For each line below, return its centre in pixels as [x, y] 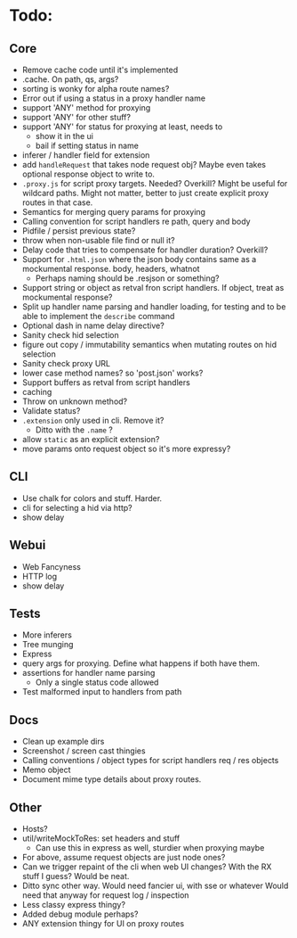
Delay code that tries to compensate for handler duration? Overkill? [145, 250]
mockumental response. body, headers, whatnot [111, 269]
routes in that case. [57, 202]
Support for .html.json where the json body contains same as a [139, 259]
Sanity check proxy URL [66, 363]
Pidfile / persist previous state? [79, 231]
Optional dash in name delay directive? [93, 325]
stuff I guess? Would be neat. [76, 876]
